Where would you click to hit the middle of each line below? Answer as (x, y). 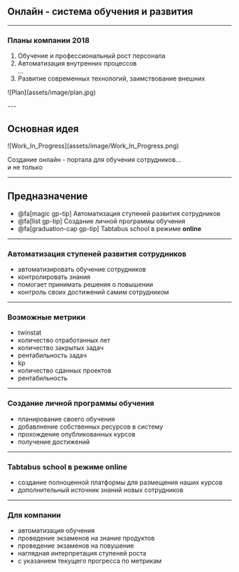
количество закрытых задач (61, 348)
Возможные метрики (47, 317)
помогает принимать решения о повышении (85, 285)
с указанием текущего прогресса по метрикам (90, 561)
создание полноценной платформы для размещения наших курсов (120, 482)
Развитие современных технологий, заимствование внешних (111, 78)
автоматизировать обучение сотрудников (82, 270)
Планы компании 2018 (49, 40)
